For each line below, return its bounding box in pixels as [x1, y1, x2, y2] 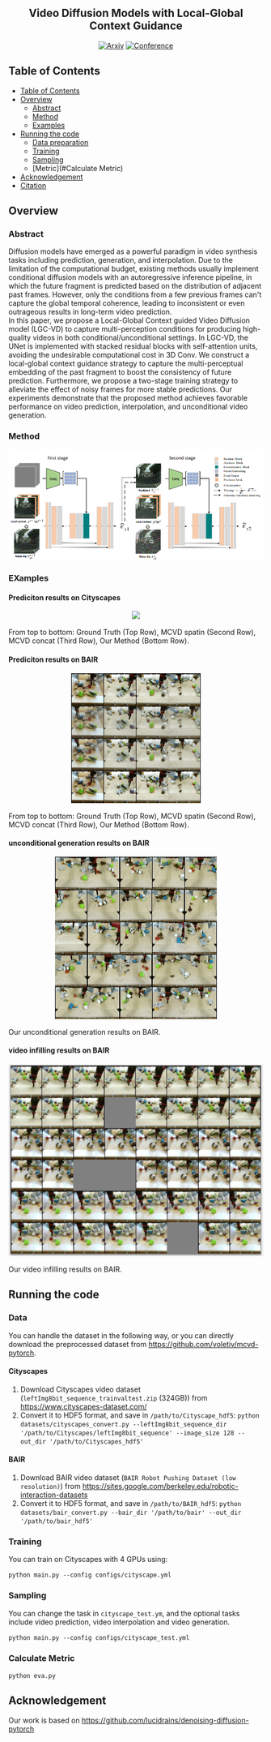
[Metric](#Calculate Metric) [32, 163, 124, 173]
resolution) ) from [19, 1482, 81, 1491]
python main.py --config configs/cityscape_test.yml [8, 1633, 190, 1641]
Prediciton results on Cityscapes [8, 592, 121, 603]
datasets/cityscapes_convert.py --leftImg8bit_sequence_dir [19, 1420, 227, 1428]
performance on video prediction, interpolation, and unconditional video [8, 401, 248, 412]
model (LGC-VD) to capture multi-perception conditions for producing [8, 324, 241, 334]
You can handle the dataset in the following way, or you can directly [8, 1330, 235, 1341]
